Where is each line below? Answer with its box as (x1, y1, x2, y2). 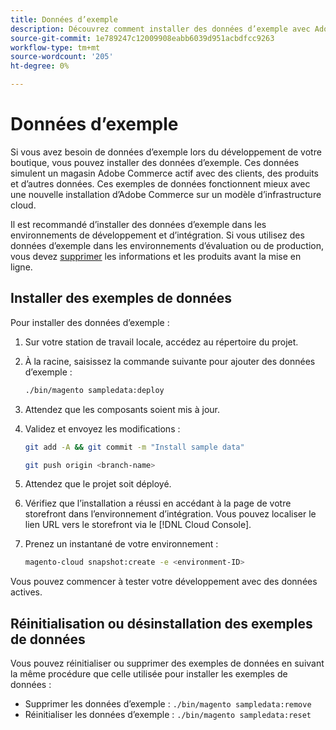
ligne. (10, 261, 33, 273)
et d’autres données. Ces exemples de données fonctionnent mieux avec (10, 177, 311, 190)
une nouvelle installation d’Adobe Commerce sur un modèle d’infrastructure (10, 188, 322, 200)
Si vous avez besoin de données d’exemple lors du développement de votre (10, 146, 322, 158)
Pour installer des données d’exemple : (10, 316, 170, 328)
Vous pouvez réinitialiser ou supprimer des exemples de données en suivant (10, 657, 325, 670)
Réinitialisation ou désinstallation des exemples (10, 615, 313, 632)
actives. (10, 586, 43, 598)
